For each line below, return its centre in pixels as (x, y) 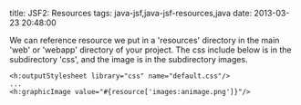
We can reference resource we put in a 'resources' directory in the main (145, 40)
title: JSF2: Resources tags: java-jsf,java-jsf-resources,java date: (131, 13)
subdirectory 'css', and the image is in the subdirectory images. (129, 59)
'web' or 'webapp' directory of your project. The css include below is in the (150, 50)
